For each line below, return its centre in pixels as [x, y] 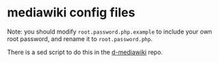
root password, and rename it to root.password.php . [80, 38]
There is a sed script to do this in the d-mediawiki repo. [85, 52]
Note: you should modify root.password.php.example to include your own [109, 32]
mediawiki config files [71, 13]
